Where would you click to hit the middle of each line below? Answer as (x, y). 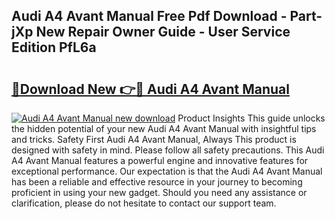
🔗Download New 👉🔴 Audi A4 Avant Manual (150, 89)
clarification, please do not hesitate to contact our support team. (144, 203)
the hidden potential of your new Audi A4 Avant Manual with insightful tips (164, 128)
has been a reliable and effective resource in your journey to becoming (157, 182)
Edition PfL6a (54, 47)
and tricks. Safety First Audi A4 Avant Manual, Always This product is (154, 139)
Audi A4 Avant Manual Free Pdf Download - (149, 16)
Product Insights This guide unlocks (251, 118)
